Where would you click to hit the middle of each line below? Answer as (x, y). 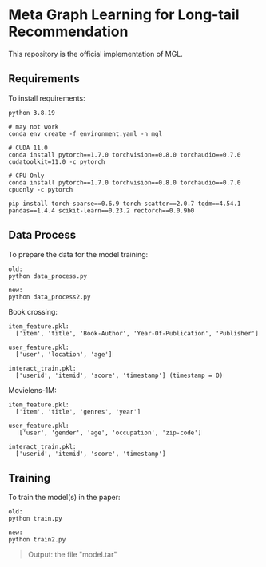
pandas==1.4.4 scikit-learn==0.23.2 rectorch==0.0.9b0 (101, 210)
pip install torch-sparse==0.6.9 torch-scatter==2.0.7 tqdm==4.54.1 (125, 204)
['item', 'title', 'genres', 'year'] (78, 412)
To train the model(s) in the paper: (65, 498)
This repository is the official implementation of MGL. (96, 54)
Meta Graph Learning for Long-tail (124, 15)
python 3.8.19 (32, 113)
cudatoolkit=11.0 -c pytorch (57, 161)
